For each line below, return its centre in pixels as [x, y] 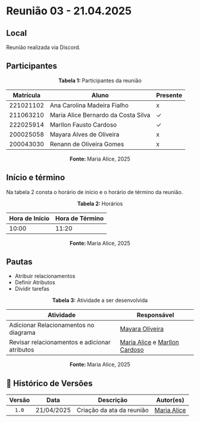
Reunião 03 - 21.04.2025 [69, 11]
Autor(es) [170, 400]
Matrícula [26, 95]
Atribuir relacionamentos [45, 276]
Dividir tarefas [32, 289]
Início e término [36, 178]
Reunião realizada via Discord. [43, 47]
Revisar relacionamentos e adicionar [60, 343]
